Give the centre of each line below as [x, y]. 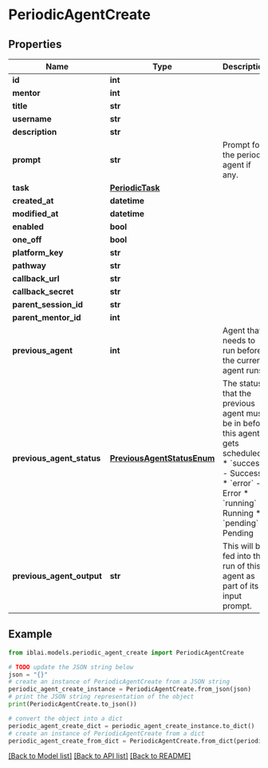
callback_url [36, 279]
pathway [29, 265]
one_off [27, 240]
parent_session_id [48, 305]
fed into [236, 556]
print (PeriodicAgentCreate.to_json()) [73, 704]
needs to [239, 340]
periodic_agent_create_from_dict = [67, 741]
